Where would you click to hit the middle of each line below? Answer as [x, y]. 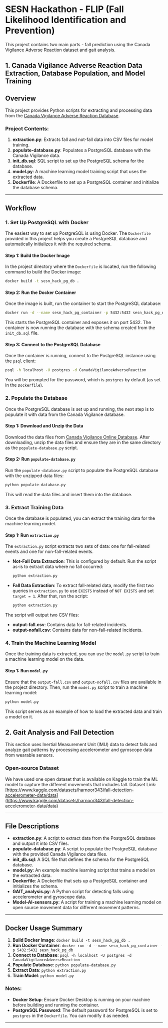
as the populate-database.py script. [42, 448]
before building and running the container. [56, 1005]
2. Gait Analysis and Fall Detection [59, 732]
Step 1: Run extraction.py [32, 535]
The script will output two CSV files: [42, 615]
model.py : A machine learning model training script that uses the [79, 172]
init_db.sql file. [22, 333]
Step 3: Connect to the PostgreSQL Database [53, 344]
